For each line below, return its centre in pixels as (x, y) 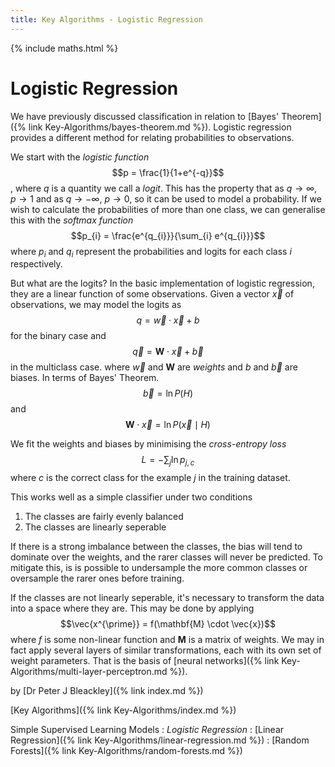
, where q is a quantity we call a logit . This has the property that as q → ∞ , (164, 188)
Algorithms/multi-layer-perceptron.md (89, 672)
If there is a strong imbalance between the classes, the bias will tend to (156, 547)
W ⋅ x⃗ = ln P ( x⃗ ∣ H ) (168, 425)
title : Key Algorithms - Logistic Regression (106, 19)
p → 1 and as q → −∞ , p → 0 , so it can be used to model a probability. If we (166, 198)
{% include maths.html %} (64, 48)
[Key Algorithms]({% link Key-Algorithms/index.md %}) (123, 710)
